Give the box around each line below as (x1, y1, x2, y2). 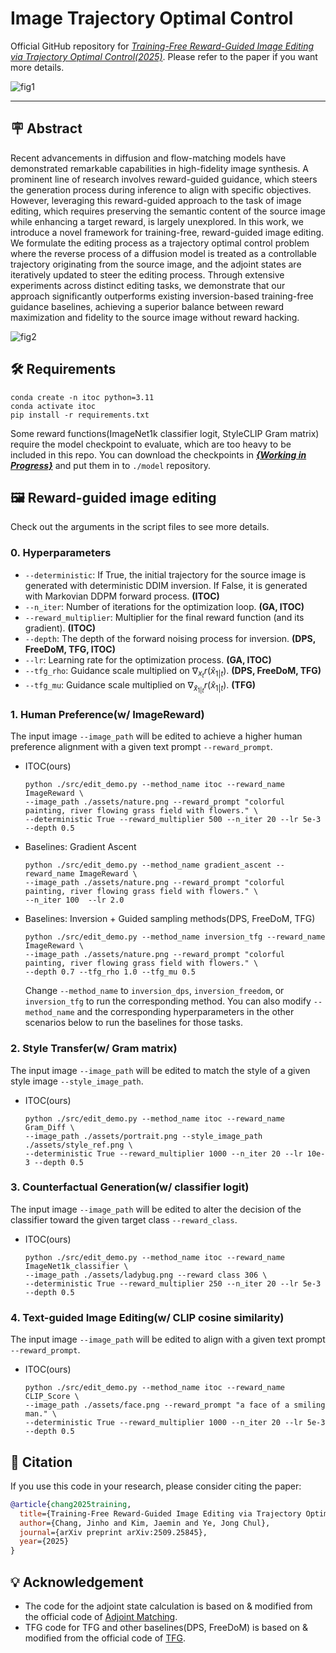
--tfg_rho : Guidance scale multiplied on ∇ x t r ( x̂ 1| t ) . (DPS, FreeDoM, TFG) (24, 664, 322, 680)
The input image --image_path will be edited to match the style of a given (10, 1064, 311, 1076)
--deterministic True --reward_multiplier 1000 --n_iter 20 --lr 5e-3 (24, 1418, 326, 1428)
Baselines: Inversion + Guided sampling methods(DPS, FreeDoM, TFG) (24, 913, 316, 925)
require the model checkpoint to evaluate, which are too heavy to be (10, 438, 292, 450)
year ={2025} (19, 1537, 70, 1547)
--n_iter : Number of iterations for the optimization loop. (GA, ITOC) (24, 600, 305, 612)
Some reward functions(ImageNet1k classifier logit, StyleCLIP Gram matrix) (10, 427, 320, 439)
